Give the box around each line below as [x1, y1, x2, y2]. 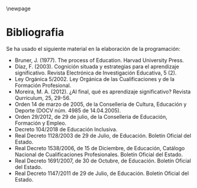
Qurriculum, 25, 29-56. [14, 94, 71, 101]
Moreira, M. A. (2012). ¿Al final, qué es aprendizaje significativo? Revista [14, 88, 191, 95]
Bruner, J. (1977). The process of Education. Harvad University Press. [14, 56, 185, 64]
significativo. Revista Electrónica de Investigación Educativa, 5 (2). [14, 69, 177, 76]
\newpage [6, 5, 31, 12]
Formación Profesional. [14, 82, 72, 89]
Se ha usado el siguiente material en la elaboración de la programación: [6, 45, 180, 52]
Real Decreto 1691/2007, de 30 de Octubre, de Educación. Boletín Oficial [14, 157, 191, 164]
